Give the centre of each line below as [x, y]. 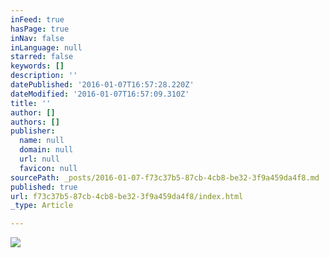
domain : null [46, 150]
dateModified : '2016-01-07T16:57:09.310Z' [100, 94]
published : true [44, 187]
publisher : [33, 131]
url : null [39, 159]
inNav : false [37, 38]
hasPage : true [40, 29]
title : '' [31, 103]
